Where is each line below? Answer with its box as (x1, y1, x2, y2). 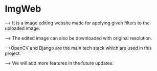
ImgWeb (5, 3, 41, 15)
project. (5, 50, 21, 56)
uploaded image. (5, 25, 40, 31)
